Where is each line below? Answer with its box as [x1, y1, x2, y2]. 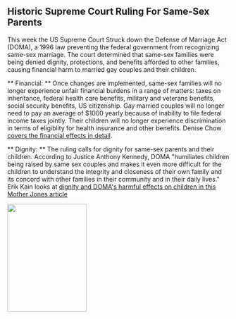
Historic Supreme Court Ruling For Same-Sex [7, 6, 210, 18]
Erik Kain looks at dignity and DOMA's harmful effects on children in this [7, 182, 216, 191]
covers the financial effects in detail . [7, 131, 113, 139]
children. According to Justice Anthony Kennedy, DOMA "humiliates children [7, 152, 230, 161]
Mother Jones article [7, 189, 68, 198]
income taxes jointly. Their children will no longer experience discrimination [7, 116, 226, 125]
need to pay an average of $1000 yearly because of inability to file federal [7, 108, 222, 117]
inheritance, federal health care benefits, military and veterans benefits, [7, 94, 216, 102]
